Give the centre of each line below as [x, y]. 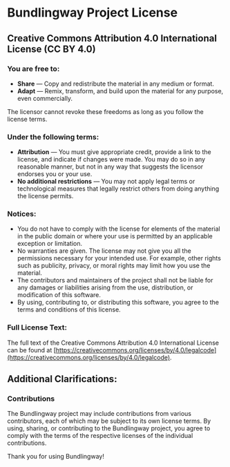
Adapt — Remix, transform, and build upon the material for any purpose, [120, 90]
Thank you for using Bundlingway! [56, 457]
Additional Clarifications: [62, 379]
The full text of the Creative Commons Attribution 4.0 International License [113, 343]
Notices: [22, 214]
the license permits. [45, 196]
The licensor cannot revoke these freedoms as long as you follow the [105, 111]
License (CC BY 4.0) [51, 49]
